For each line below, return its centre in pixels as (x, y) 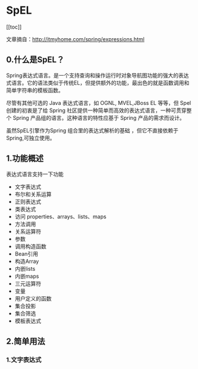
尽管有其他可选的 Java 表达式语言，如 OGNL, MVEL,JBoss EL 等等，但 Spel (99, 103)
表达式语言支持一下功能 (35, 174)
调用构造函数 (30, 246)
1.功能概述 (25, 159)
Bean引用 (26, 253)
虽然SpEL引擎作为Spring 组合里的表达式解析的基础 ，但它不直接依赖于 (92, 130)
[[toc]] (14, 27)
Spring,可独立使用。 (31, 138)
